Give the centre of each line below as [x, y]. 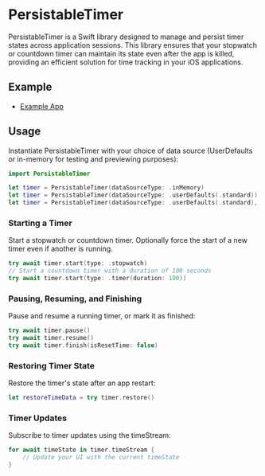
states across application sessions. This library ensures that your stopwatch [132, 45]
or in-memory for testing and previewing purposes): [94, 159]
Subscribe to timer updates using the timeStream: [90, 435]
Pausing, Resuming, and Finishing [75, 298]
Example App [41, 106]
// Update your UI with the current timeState [101, 458]
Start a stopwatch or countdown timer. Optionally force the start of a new [128, 240]
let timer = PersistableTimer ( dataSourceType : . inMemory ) [106, 188]
